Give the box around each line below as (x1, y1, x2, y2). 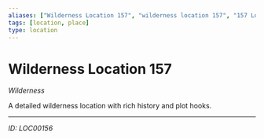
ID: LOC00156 (8, 123, 53, 134)
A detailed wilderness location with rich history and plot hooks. (8, 101, 212, 111)
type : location (8, 26, 58, 34)
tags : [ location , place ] (8, 19, 90, 27)
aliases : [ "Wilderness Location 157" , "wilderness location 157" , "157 (8, 11, 247, 20)
